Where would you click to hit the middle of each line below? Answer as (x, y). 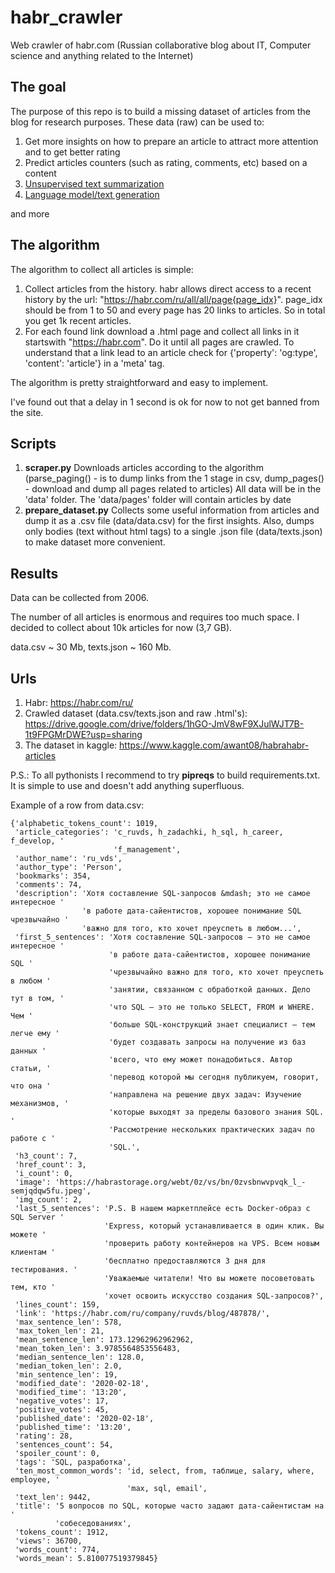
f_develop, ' (37, 841)
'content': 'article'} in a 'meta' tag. (94, 363)
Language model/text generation (92, 194)
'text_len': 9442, (53, 1497)
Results (34, 573)
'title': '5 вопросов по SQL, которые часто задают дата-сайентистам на (169, 1506)
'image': (33, 1182)
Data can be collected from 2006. (79, 598)
